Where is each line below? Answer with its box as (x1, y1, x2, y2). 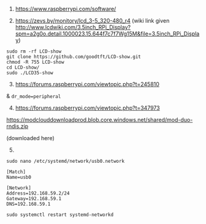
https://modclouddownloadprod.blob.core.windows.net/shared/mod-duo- (6, 116, 193, 123)
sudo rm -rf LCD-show (6, 48, 62, 54)
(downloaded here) (6, 135, 55, 141)
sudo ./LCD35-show (6, 70, 53, 76)
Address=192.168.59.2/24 (6, 190, 70, 196)
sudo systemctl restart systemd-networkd (6, 212, 114, 218)
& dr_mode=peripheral (6, 92, 61, 100)
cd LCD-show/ (6, 64, 40, 70)
